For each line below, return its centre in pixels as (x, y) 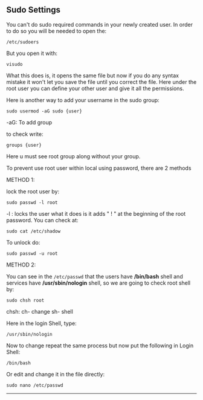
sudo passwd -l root (32, 202)
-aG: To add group (29, 122)
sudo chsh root (25, 300)
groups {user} (24, 145)
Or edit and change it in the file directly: (55, 374)
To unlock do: (23, 242)
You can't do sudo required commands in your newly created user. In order (100, 24)
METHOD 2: (21, 265)
